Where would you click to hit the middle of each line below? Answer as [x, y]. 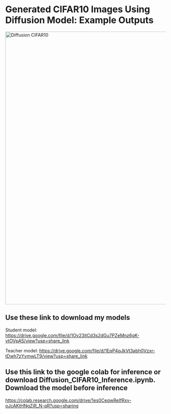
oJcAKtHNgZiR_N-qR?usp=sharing [42, 405]
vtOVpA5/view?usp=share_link [37, 341]
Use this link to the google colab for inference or [83, 372]
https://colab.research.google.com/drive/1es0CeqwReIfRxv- [68, 400]
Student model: [21, 330]
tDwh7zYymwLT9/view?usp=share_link [47, 356]
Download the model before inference [67, 388]
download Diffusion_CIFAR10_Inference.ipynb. [80, 380]
